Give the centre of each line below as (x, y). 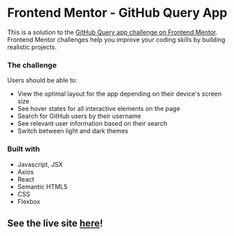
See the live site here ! (55, 223)
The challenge (32, 65)
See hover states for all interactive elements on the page (98, 109)
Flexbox (29, 201)
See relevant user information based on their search (92, 124)
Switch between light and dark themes (73, 131)
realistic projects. (32, 47)
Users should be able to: (43, 80)
